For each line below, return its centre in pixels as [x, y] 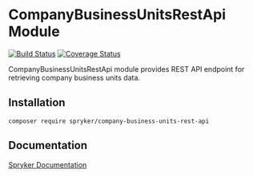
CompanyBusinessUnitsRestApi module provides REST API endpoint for [127, 69]
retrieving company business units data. [74, 77]
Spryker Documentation [48, 164]
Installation [37, 102]
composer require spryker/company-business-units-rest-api [109, 121]
